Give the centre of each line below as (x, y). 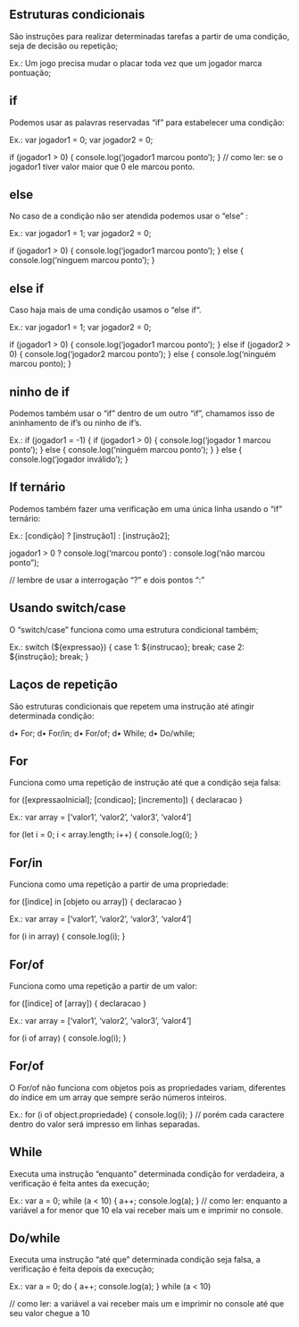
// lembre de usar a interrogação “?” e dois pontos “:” (107, 580)
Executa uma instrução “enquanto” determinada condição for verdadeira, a (147, 1174)
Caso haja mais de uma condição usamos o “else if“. (106, 310)
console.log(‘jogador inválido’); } (69, 459)
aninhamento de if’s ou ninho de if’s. (75, 423)
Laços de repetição (64, 685)
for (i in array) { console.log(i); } (67, 936)
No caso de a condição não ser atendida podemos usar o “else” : (129, 216)
